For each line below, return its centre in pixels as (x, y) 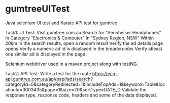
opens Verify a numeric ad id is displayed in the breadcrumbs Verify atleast (84, 48)
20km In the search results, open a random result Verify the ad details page (84, 43)
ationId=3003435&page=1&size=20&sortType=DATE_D (63, 89)
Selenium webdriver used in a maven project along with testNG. (72, 64)
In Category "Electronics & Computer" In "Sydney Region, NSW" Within (80, 38)
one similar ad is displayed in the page (45, 54)
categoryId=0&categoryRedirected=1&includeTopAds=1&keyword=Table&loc (85, 84)
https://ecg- (105, 73)
